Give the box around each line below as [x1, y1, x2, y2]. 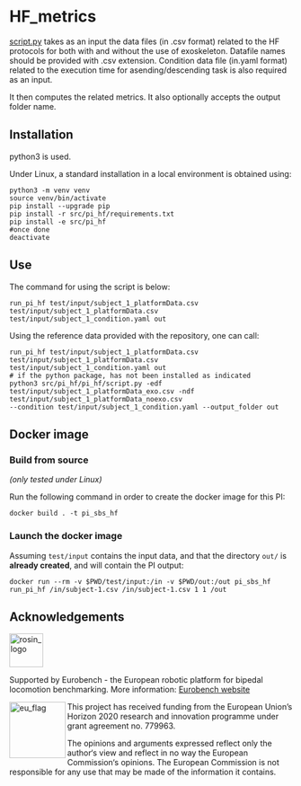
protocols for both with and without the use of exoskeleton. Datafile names [9, 45, 286, 56]
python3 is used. [9, 151, 72, 162]
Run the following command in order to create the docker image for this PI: [9, 491, 286, 502]
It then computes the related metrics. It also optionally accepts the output [9, 92, 281, 102]
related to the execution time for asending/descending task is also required [9, 65, 288, 75]
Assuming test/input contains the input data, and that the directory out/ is [9, 550, 288, 561]
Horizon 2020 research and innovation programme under [66, 711, 279, 722]
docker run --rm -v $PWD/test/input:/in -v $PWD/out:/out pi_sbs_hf [9, 577, 271, 586]
